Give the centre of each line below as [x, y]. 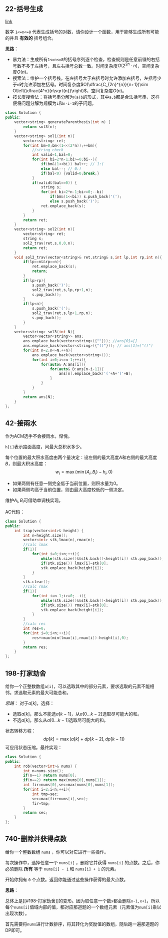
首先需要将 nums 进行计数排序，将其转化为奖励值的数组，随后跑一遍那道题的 [82, 924]
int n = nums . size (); [43, 771]
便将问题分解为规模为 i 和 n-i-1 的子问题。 [54, 103]
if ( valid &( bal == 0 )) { [54, 183]
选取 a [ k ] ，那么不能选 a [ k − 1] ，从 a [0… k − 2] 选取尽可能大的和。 [77, 714]
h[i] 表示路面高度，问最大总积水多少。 [45, 447]
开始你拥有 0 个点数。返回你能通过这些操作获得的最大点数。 [67, 879]
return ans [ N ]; [39, 397]
